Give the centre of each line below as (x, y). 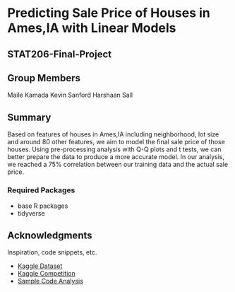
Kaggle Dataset (40, 266)
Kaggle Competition (46, 274)
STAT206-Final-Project (59, 54)
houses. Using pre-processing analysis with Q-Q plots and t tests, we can (114, 149)
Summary (29, 117)
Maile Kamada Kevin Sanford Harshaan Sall (70, 95)
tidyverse (31, 213)
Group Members (44, 78)
